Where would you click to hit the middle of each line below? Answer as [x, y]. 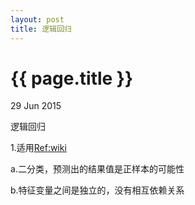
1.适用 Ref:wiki [38, 148]
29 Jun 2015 [36, 106]
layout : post [37, 19]
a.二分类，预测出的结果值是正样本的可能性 [97, 169]
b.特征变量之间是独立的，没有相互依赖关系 [97, 190]
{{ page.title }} [72, 78]
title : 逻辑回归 [41, 29]
